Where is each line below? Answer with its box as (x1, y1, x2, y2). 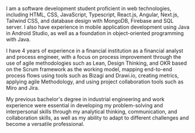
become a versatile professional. (6, 121, 85, 127)
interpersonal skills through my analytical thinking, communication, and (6, 108, 177, 115)
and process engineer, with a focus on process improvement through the (6, 54, 182, 60)
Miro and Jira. (6, 85, 40, 91)
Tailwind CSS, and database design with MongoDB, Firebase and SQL (6, 17, 174, 24)
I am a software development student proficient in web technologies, (6, 5, 172, 12)
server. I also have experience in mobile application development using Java (6, 23, 190, 30)
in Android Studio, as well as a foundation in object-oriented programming (6, 30, 184, 37)
